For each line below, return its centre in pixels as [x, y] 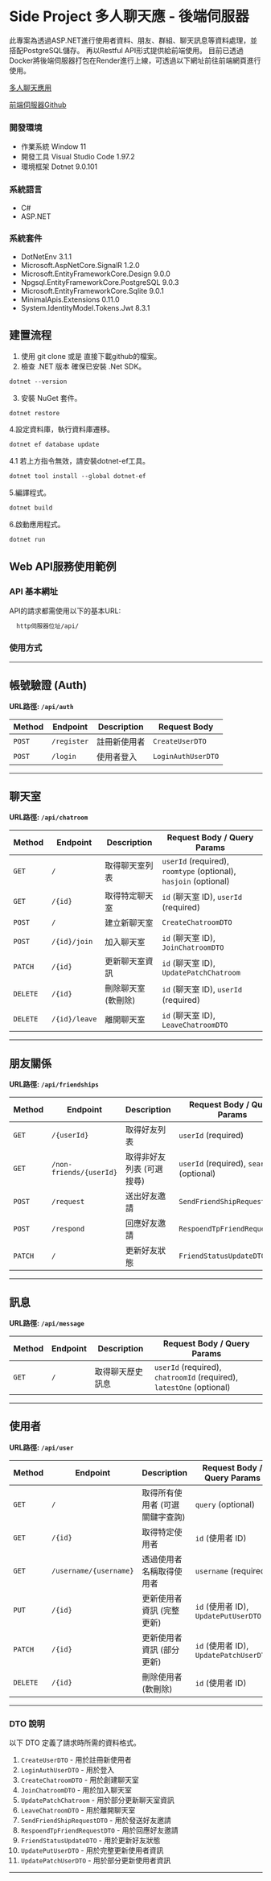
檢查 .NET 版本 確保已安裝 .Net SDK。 [83, 366]
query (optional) [225, 1504]
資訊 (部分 [160, 1649]
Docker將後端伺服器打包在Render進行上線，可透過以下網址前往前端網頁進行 [135, 60]
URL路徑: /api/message [47, 1323]
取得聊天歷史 [119, 1372]
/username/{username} [93, 1571]
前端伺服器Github [38, 105]
